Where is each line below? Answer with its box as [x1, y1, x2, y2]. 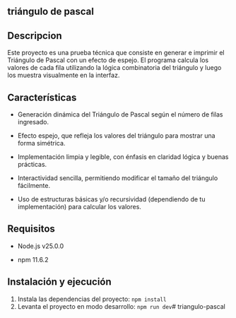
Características [7, 91, 77, 103]
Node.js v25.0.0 [17, 242, 64, 250]
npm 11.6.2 [17, 255, 49, 264]
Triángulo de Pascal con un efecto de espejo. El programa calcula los [7, 56, 209, 64]
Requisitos [7, 223, 55, 235]
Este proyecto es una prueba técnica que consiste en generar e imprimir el [7, 49, 225, 57]
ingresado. [17, 118, 49, 126]
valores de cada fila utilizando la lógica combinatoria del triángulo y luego [7, 64, 222, 72]
